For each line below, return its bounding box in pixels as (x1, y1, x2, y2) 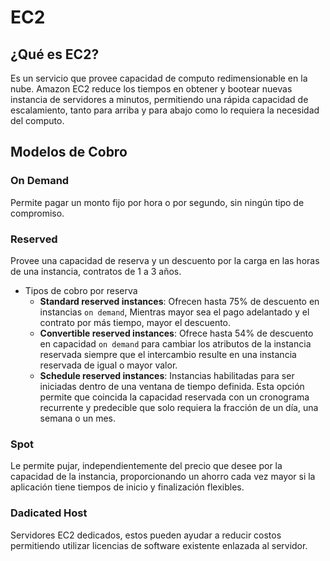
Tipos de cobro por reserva (24, 284, 138, 296)
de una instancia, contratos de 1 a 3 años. (10, 265, 182, 277)
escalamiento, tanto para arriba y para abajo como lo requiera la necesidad (10, 104, 320, 116)
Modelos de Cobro (10, 144, 128, 161)
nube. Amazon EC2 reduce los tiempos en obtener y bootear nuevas (10, 83, 293, 95)
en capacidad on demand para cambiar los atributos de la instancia (39, 337, 312, 350)
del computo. (10, 115, 65, 126)
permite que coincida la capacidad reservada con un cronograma (39, 391, 310, 403)
